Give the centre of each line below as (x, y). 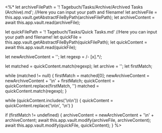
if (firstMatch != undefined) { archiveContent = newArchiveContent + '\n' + (80, 115)
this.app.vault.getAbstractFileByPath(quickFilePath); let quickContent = (76, 42)
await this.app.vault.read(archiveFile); (43, 22)
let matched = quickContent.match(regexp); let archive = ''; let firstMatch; (79, 66)
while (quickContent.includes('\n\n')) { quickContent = (59, 100)
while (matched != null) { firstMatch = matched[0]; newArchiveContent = (77, 75)
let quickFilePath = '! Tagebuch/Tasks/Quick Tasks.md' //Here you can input (81, 32)
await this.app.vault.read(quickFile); (41, 47)
